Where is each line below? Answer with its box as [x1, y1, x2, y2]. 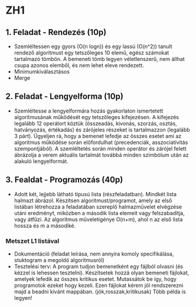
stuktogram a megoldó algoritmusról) [14, 256, 104, 264]
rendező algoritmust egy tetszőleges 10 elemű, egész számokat [14, 49, 169, 56]
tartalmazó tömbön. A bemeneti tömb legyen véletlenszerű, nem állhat [14, 56, 185, 62]
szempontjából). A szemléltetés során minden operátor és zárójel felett [14, 145, 187, 152]
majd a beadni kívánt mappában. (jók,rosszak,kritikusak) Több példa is [14, 288, 187, 295]
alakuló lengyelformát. [14, 158, 68, 165]
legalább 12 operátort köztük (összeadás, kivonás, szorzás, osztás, [14, 120, 178, 127]
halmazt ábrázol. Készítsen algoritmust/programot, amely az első [14, 197, 172, 204]
